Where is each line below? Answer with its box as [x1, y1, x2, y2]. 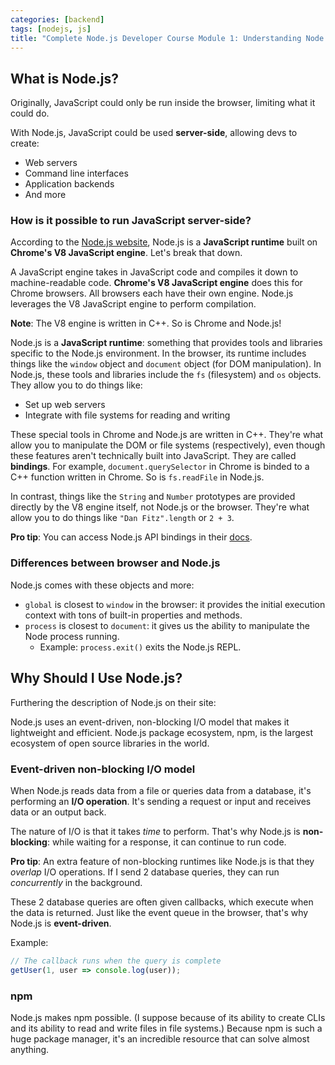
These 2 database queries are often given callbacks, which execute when [10, 896, 314, 908]
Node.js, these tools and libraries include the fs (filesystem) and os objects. [10, 369, 322, 381]
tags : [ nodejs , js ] [10, 24, 92, 34]
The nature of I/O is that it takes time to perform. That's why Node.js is [10, 825, 301, 837]
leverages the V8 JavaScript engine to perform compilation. [10, 298, 257, 310]
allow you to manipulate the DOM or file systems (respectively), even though [10, 439, 326, 451]
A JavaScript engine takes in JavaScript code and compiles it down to [10, 266, 299, 278]
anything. [10, 1043, 50, 1055]
